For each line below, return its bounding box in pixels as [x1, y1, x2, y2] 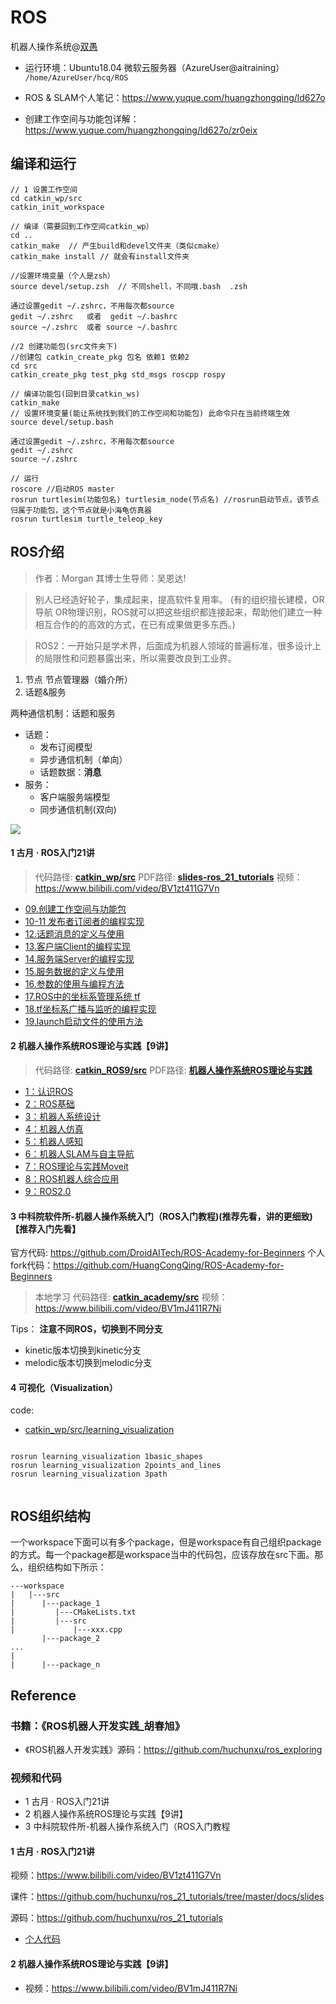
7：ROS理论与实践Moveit [24, 1160, 129, 1172]
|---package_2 [41, 1634, 101, 1644]
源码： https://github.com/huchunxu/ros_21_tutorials [10, 1912, 223, 1924]
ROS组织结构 [10, 1507, 91, 1525]
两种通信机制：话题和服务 [10, 707, 116, 719]
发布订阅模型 [39, 741, 93, 753]
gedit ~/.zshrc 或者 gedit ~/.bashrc [10, 311, 178, 321]
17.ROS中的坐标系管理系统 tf [24, 990, 141, 1002]
